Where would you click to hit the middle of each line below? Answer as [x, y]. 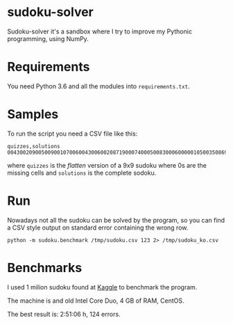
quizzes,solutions [34, 146]
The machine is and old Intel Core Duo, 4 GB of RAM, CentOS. [96, 301]
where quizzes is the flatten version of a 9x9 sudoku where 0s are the [107, 165]
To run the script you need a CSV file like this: [72, 134]
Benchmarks [45, 268]
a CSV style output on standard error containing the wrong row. [98, 228]
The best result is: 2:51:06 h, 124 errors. [64, 314]
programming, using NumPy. [48, 38]
